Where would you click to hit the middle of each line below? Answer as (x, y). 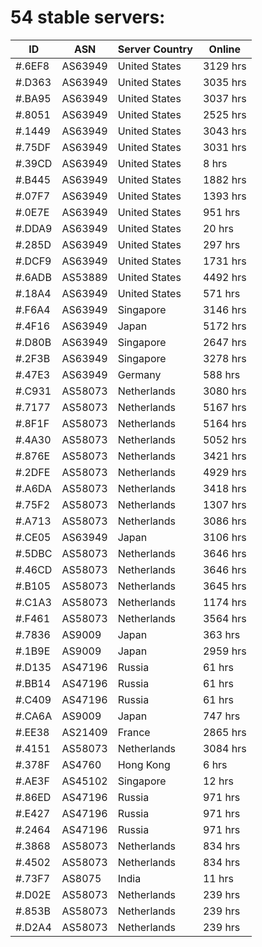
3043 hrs (224, 131)
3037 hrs (224, 98)
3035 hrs (224, 82)
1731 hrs (224, 261)
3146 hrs (224, 309)
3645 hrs (224, 586)
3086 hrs (224, 521)
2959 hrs (224, 651)
